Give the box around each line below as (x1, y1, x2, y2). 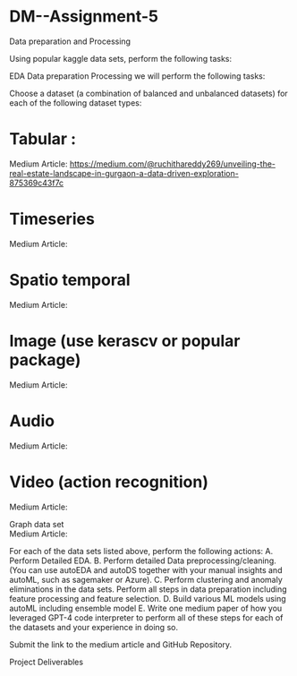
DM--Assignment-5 (9, 6, 159, 27)
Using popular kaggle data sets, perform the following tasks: (9, 53, 233, 64)
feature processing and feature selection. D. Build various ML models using (9, 593, 286, 603)
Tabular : (9, 129, 77, 150)
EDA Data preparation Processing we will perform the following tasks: (9, 70, 266, 81)
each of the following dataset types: (9, 97, 142, 108)
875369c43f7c (9, 177, 64, 188)
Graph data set (9, 518, 64, 529)
